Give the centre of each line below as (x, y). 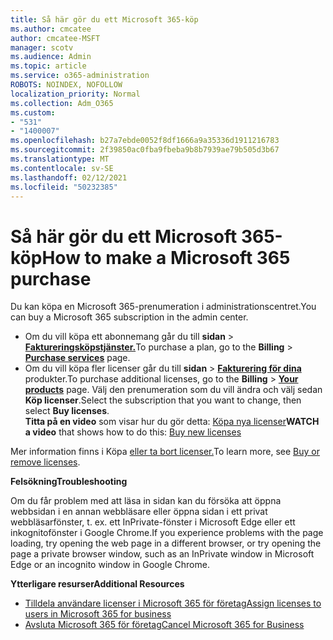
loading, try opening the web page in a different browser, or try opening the (166, 543)
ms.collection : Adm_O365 (62, 103)
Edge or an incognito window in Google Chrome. (110, 565)
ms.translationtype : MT (60, 159)
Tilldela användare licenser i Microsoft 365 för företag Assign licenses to (173, 603)
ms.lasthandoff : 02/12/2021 (69, 177)
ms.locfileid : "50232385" (64, 187)
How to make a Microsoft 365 (166, 257)
